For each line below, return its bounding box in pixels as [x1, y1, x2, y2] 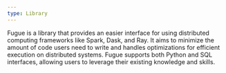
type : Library [7, 10, 48, 17]
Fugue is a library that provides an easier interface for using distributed [7, 29, 209, 37]
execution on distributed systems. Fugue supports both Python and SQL [7, 50, 213, 59]
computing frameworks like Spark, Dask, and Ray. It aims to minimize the [7, 35, 214, 44]
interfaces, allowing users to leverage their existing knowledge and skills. [7, 57, 216, 65]
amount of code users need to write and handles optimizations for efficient [7, 43, 220, 51]
